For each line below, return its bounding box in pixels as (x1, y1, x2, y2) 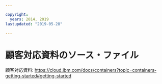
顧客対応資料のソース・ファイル (5, 49, 139, 61)
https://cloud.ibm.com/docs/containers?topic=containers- (34, 67, 157, 73)
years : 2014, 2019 (10, 16, 49, 22)
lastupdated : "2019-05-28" (5, 21, 63, 26)
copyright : (5, 12, 29, 17)
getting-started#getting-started (5, 73, 72, 79)
